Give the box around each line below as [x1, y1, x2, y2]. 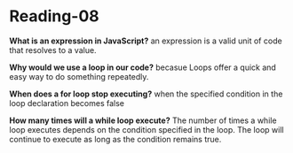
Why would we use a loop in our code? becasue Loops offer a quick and [9, 62, 277, 73]
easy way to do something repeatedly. [9, 71, 149, 81]
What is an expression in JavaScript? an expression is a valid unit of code [9, 35, 282, 46]
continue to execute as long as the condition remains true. [9, 134, 222, 144]
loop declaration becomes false [9, 97, 125, 108]
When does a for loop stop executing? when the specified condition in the [9, 88, 283, 99]
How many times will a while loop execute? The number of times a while [9, 115, 277, 126]
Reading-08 [9, 6, 99, 27]
